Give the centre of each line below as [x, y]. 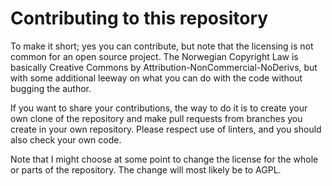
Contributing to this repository [139, 18]
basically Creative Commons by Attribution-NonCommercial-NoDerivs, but [164, 67]
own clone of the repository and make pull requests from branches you [156, 118]
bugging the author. [51, 88]
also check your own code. [66, 139]
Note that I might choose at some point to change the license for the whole [164, 159]
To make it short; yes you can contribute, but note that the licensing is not [162, 46]
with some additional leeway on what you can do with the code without [156, 78]
